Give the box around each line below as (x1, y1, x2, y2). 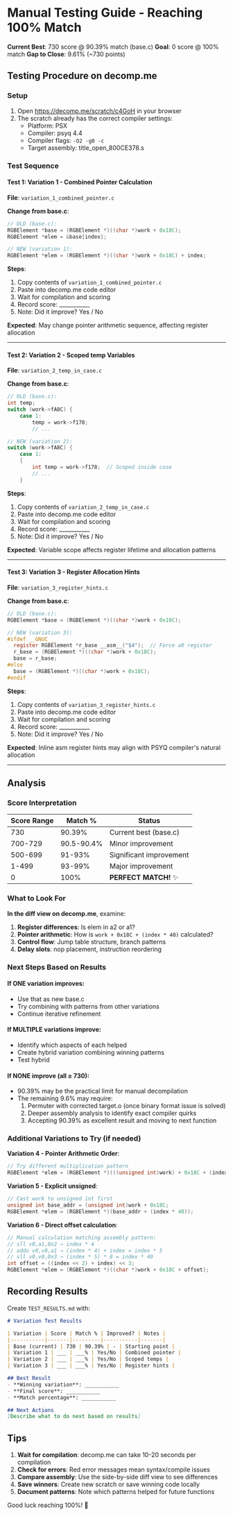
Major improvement (109, 862, 173, 871)
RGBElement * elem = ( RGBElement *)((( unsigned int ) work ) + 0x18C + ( (7, 1169, 213, 1177)
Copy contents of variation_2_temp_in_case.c (17, 502, 150, 511)
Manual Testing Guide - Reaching (7, 5, 203, 21)
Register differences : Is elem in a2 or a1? (17, 923, 135, 931)
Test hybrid (17, 1055, 50, 1064)
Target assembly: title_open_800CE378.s (27, 144, 144, 152)
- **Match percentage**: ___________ (7, 1394, 116, 1401)
